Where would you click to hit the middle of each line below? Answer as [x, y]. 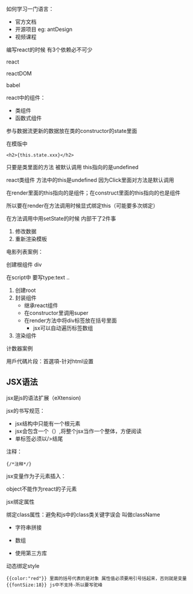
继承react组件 [41, 305]
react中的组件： [26, 98]
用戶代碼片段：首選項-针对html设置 [50, 361]
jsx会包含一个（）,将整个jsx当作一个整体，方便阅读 [78, 431]
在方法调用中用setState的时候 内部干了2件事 [61, 218]
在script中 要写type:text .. [38, 277]
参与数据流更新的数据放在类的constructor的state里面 [72, 131]
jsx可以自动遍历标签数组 [63, 328]
